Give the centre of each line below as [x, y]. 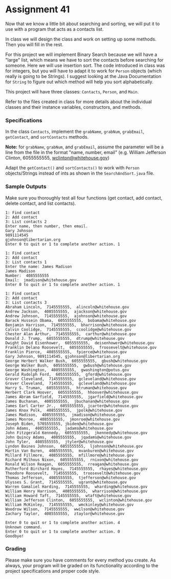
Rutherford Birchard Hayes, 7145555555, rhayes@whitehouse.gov [76, 469]
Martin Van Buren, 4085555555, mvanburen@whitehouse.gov [70, 451]
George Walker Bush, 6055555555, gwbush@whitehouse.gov [68, 365]
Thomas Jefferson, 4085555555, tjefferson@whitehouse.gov [71, 478]
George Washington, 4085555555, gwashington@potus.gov [67, 370]
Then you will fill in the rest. [34, 44]
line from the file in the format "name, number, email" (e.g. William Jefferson [86, 152]
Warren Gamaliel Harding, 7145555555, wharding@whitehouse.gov [76, 487]
